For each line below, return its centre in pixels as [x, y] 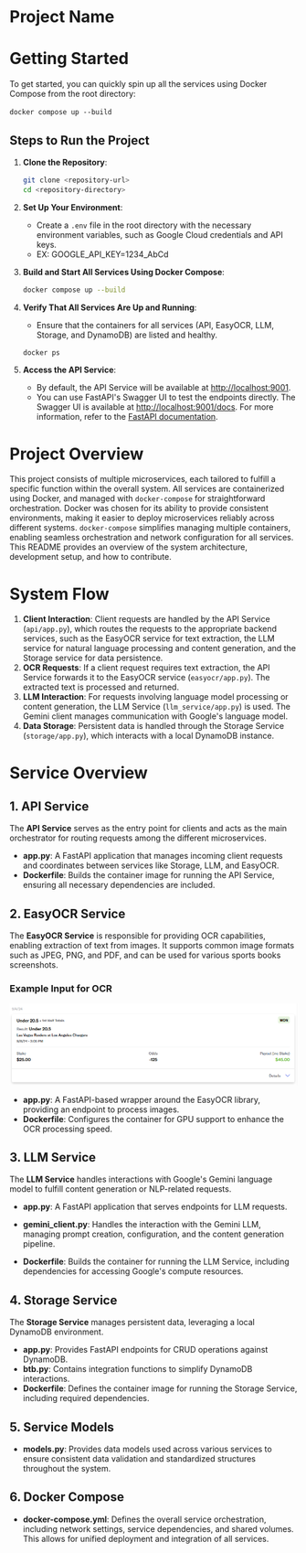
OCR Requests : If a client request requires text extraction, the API [146, 668]
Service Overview [79, 772]
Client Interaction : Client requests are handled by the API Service [147, 619]
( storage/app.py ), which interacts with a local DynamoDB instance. [148, 736]
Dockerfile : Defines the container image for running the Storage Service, [160, 1388]
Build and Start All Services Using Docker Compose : [124, 272]
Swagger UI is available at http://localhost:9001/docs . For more [155, 407]
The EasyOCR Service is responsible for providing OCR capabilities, [138, 936]
